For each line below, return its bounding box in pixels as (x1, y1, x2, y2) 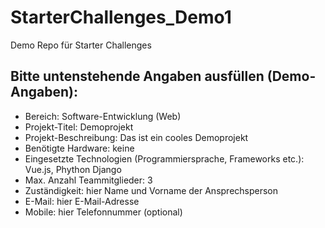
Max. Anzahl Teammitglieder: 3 (24, 174, 153, 186)
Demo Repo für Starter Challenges (10, 39, 152, 51)
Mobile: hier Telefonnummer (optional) (24, 206, 183, 218)
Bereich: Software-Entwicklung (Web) (24, 110, 182, 122)
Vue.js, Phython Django (24, 163, 122, 175)
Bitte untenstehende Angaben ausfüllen (10, 68, 265, 85)
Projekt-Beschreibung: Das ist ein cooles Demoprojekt (24, 131, 249, 143)
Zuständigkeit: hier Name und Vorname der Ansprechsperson (24, 184, 279, 196)
